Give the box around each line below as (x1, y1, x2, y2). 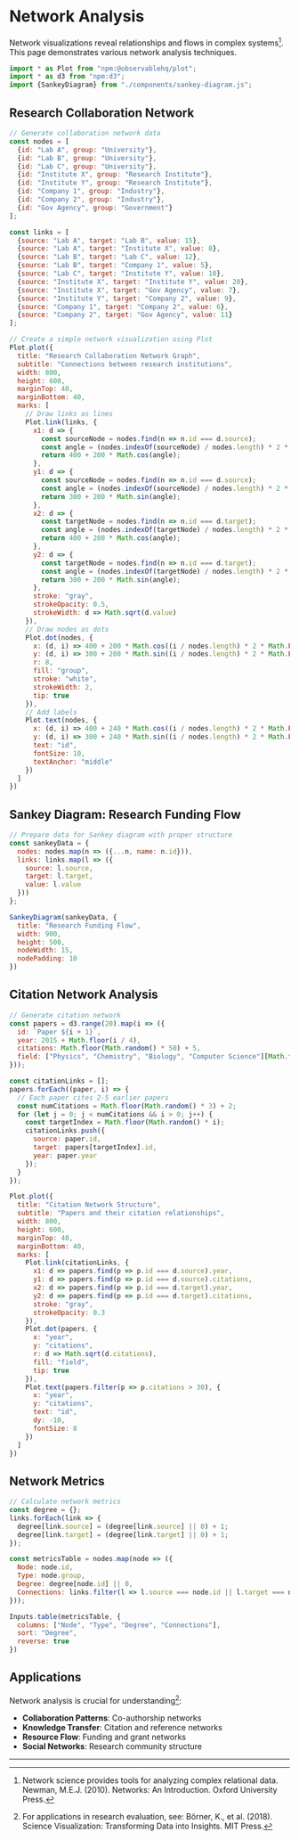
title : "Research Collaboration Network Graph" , (17, 351, 201, 360)
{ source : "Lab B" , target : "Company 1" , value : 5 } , (17, 261, 214, 270)
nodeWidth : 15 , (17, 946, 74, 955)
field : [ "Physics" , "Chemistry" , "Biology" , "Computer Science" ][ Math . (17, 1052, 289, 1061)
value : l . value (25, 880, 82, 889)
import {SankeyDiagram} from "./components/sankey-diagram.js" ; (9, 80, 253, 90)
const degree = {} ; (9, 1506, 82, 1515)
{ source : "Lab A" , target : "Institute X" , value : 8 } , (17, 244, 221, 253)
